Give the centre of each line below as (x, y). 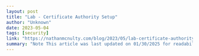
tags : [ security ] (28, 33)
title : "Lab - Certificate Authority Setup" (62, 17)
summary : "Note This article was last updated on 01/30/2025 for (88, 44)
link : (13, 38)
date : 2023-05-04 (28, 28)
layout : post (22, 11)
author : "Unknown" (29, 22)
